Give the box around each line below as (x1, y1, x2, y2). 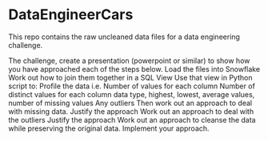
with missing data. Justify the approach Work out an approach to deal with (8, 106, 254, 116)
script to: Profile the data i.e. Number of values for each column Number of (8, 81, 256, 91)
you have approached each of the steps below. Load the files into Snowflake (8, 64, 261, 73)
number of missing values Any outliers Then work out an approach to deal (8, 98, 253, 108)
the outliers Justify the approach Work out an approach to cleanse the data (8, 115, 256, 124)
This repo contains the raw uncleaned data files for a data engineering (8, 32, 240, 41)
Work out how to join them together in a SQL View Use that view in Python (8, 72, 253, 82)
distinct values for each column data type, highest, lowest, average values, (8, 89, 255, 99)
